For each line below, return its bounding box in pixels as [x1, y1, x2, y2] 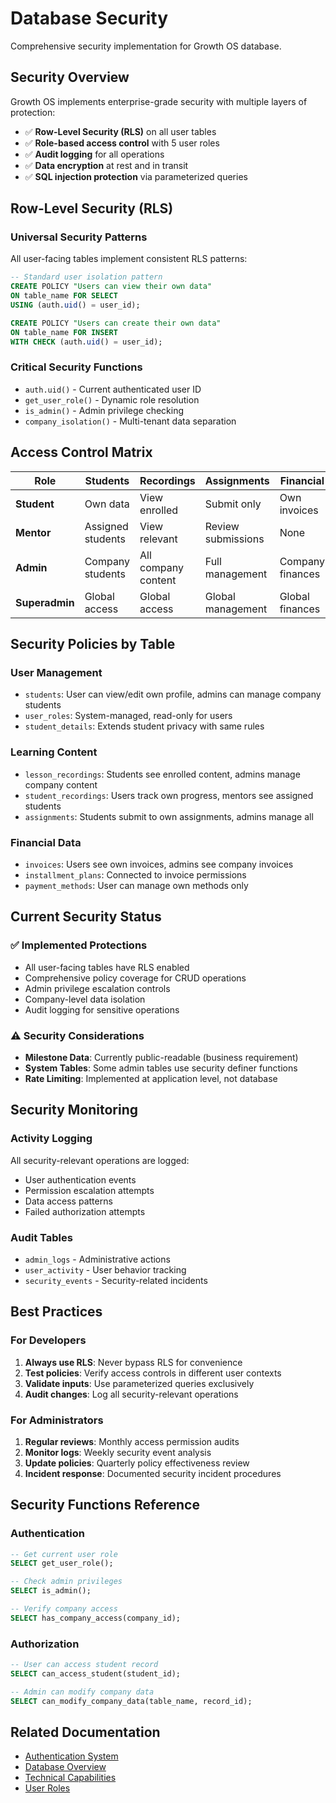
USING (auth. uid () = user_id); [10, 300, 141, 311]
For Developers [10, 1333, 87, 1347]
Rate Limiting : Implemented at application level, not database [24, 1072, 278, 1084]
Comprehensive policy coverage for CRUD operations [24, 972, 247, 984]
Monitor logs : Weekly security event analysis [24, 1446, 212, 1458]
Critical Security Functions [10, 360, 143, 374]
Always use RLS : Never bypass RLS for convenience [24, 1356, 243, 1368]
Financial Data [10, 835, 82, 849]
